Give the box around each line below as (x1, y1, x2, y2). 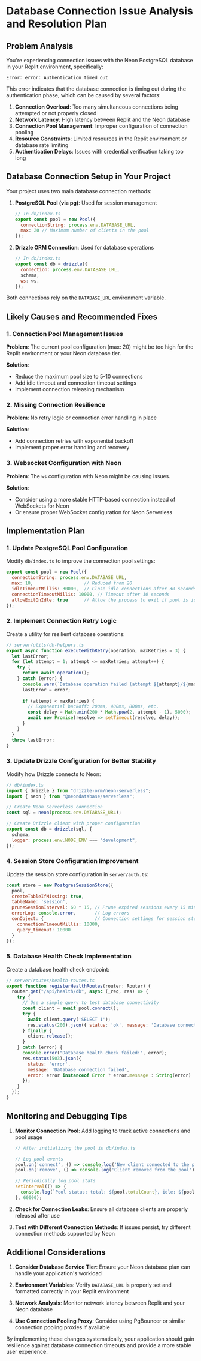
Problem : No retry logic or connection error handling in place (6, 414, 157, 421)
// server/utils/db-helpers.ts (6, 642, 84, 648)
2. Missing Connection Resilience (6, 401, 106, 409)
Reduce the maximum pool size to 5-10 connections (14, 373, 143, 380)
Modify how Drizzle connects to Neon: (6, 770, 101, 778)
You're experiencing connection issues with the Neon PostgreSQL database (6, 57, 193, 64)
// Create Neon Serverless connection (6, 804, 103, 810)
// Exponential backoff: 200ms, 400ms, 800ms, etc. (28, 703, 160, 709)
